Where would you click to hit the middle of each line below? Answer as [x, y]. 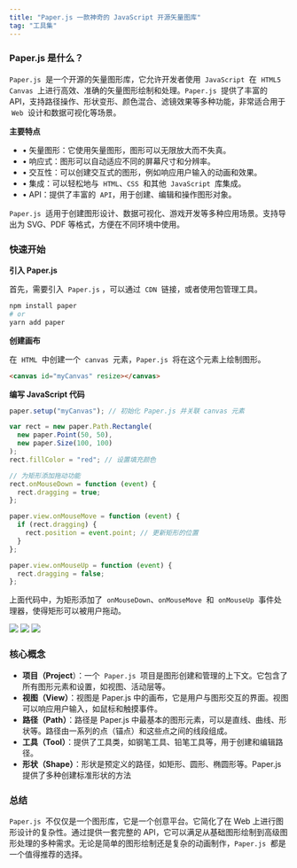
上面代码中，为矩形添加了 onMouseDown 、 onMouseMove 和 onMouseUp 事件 [142, 600]
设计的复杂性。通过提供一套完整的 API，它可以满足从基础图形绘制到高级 [148, 832]
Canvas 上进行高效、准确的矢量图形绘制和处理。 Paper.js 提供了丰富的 [138, 90]
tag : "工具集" [33, 26]
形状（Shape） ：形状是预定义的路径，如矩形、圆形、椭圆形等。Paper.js [152, 763]
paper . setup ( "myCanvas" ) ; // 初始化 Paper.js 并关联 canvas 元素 [127, 411]
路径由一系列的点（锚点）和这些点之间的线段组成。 [139, 731]
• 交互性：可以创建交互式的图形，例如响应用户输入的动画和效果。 [142, 172]
